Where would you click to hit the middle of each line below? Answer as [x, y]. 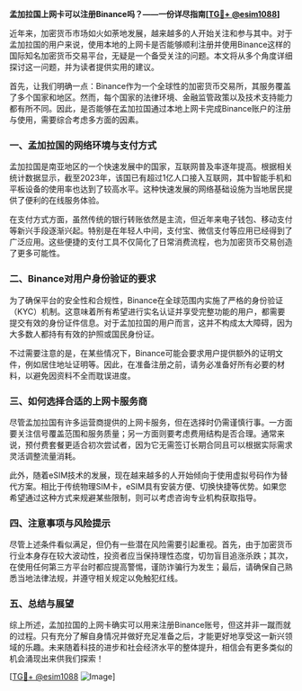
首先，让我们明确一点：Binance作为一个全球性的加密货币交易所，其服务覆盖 [151, 86]
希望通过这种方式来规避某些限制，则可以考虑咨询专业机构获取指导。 [135, 498]
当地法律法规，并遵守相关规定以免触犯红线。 [99, 579]
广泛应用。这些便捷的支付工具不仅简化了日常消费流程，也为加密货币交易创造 [151, 242]
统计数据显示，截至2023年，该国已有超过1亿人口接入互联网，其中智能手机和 [151, 178]
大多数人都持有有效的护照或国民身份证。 [84, 334]
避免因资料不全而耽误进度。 [84, 375]
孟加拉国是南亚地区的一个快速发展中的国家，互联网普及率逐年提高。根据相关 [151, 166]
